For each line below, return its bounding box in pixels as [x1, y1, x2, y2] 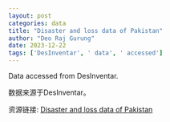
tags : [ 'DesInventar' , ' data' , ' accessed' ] [8, 49, 163, 57]
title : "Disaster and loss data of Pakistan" [8, 26, 163, 35]
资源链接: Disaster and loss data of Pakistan [8, 105, 153, 114]
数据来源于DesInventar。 [8, 87, 91, 97]
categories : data [8, 19, 67, 27]
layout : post [8, 11, 52, 20]
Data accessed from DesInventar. [8, 71, 119, 80]
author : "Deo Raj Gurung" [8, 34, 95, 43]
